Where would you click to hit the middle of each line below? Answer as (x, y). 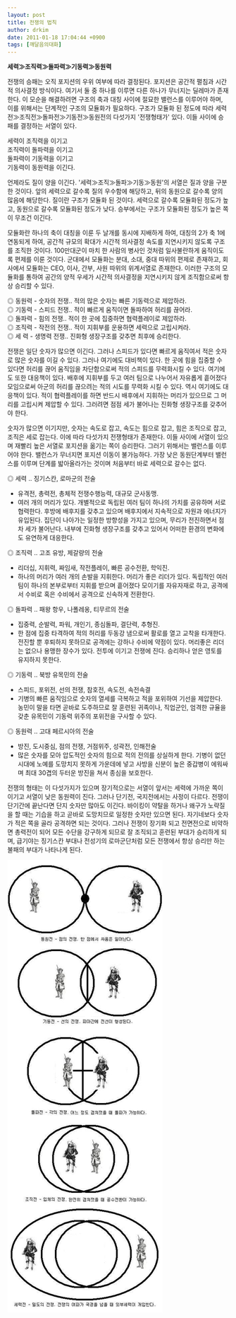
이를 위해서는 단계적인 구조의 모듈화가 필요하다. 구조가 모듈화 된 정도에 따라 (111, 108)
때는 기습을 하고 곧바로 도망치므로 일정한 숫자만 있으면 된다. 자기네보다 (119, 815)
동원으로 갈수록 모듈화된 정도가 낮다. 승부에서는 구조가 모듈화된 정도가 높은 (119, 209)
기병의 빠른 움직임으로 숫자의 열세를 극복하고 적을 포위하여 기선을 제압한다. (120, 699)
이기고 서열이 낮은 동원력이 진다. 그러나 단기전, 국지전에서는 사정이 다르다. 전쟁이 (118, 797)
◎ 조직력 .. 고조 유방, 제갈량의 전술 (55, 553)
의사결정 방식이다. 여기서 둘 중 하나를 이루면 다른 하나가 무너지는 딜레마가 (115, 91)
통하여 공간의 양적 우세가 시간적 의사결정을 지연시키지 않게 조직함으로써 (124, 277)
